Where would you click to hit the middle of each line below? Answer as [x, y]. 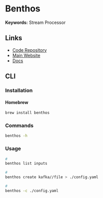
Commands [19, 126]
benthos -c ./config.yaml [32, 191]
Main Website [26, 55]
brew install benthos [27, 113]
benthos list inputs [26, 164]
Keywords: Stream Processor [35, 22]
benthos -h [16, 136]
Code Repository [29, 50]
